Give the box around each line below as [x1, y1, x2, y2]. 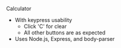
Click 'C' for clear [23, 23, 67, 30]
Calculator [6, 5, 32, 12]
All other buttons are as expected [23, 29, 106, 36]
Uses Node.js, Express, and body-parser [14, 36, 115, 42]
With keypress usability [14, 17, 73, 23]
